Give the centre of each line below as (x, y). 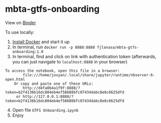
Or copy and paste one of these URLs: (54, 84)
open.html (15, 79)
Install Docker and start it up (41, 42)
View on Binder (20, 23)
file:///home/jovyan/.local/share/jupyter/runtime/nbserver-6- (89, 75)
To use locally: (20, 32)
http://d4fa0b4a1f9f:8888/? (51, 88)
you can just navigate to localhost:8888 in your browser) (70, 61)
